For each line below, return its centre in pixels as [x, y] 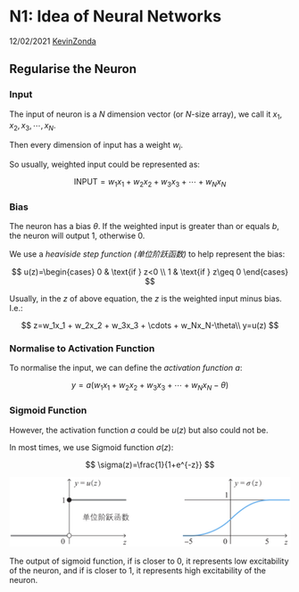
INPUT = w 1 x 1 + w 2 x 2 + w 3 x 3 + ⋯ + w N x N [150, 183]
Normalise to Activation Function [82, 349]
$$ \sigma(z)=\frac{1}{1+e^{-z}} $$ [150, 465]
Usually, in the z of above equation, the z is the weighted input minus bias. [146, 299]
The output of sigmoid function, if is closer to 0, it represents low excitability [149, 561]
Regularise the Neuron [73, 69]
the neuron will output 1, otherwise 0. [77, 236]
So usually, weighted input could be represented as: [105, 164]
